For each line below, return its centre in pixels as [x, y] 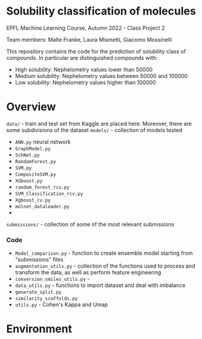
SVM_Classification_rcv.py [49, 194]
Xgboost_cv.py [33, 200]
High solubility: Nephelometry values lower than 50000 [84, 69]
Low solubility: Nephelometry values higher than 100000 [85, 82]
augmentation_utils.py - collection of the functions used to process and [105, 266]
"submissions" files [39, 260]
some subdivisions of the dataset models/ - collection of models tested [94, 130]
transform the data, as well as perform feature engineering [88, 272]
